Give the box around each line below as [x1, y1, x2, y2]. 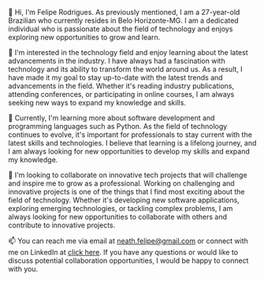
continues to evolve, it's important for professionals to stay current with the [8, 130, 252, 139]
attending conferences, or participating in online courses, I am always [8, 90, 235, 98]
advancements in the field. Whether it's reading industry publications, [8, 81, 235, 91]
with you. [8, 264, 38, 273]
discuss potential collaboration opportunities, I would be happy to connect [8, 256, 249, 265]
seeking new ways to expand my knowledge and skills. [8, 98, 187, 107]
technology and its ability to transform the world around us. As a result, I [8, 65, 243, 74]
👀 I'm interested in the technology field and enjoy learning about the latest [8, 48, 248, 57]
